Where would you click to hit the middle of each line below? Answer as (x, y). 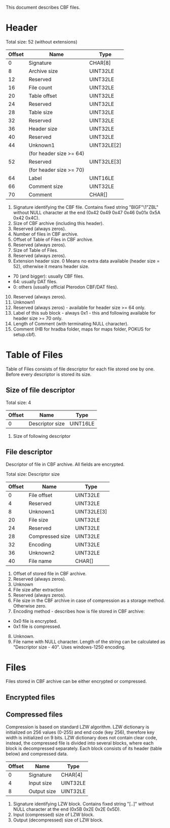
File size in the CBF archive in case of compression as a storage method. (89, 600)
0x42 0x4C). (26, 218)
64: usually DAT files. (35, 281)
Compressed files (34, 715)
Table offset (43, 96)
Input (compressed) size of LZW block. (54, 814)
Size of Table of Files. (36, 250)
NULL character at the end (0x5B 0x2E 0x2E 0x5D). (67, 809)
